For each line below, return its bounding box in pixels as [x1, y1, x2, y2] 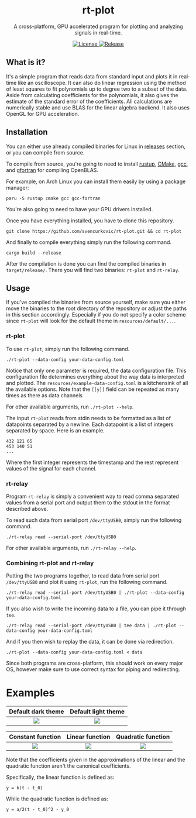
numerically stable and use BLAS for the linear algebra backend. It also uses [6, 104, 190, 111]
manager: [6, 184, 29, 191]
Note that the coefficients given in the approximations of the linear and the [6, 756, 185, 764]
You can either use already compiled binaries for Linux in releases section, [6, 143, 186, 150]
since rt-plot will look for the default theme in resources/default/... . [6, 317, 176, 325]
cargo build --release [6, 250, 61, 256]
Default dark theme [9, 707, 64, 716]
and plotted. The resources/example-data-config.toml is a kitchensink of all [6, 379, 188, 386]
